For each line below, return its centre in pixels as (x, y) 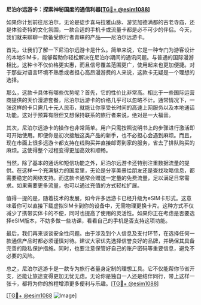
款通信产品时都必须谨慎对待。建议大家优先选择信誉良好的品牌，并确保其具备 (100, 241)
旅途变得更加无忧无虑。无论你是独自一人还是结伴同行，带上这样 (111, 276)
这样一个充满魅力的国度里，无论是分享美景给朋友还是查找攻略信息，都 (108, 170)
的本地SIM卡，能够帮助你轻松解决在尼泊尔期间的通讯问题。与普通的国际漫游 (100, 57)
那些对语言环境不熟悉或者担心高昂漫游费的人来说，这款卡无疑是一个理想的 (103, 72)
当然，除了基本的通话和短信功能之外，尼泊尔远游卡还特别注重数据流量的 (95, 163)
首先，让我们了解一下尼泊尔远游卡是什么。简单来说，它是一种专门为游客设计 (100, 50)
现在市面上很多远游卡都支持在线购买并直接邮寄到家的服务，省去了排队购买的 (100, 143)
